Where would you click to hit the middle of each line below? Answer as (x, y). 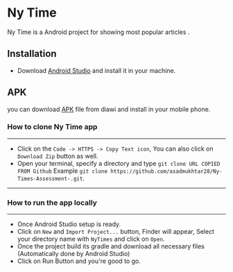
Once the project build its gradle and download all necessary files (111, 246)
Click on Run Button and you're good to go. (79, 261)
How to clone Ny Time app (52, 127)
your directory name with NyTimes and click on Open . (91, 239)
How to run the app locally (52, 203)
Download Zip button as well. (58, 156)
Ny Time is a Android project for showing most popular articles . (98, 32)
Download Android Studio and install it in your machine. (96, 70)
